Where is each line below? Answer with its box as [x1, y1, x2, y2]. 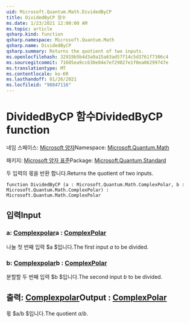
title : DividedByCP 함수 [6, 15, 66, 21]
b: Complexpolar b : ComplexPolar [6, 258, 107, 267]
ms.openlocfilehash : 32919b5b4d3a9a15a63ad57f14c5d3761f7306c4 [6, 54, 169, 60]
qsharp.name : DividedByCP [6, 43, 71, 49]
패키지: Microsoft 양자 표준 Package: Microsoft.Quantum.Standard [6, 157, 166, 164]
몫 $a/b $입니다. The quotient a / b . [6, 310, 89, 317]
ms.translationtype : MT [6, 65, 66, 71]
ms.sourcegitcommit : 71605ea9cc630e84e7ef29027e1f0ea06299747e [6, 59, 169, 65]
